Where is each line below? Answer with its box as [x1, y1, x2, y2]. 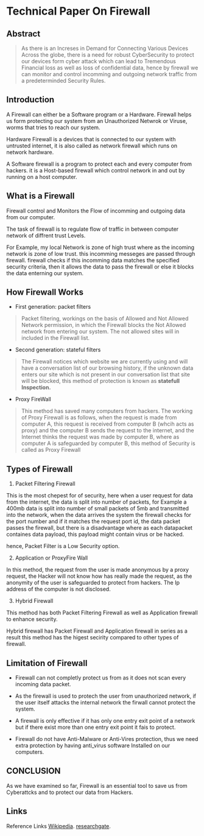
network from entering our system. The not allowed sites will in [21, 328, 180, 335]
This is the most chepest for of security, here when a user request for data [6, 492, 193, 499]
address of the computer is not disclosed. [6, 586, 111, 593]
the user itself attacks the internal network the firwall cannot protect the [15, 699, 196, 706]
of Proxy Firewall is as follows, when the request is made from [21, 414, 177, 421]
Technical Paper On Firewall [6, 4, 150, 18]
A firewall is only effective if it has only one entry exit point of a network [15, 717, 195, 725]
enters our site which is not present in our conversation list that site [21, 371, 191, 378]
